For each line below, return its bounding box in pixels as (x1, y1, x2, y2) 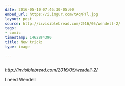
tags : (5, 26, 16, 31)
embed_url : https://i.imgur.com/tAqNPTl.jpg (5, 12, 98, 17)
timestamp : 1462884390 (5, 35, 52, 40)
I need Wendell (5, 76, 36, 82)
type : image (5, 44, 30, 49)
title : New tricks (5, 40, 43, 45)
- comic (5, 30, 21, 35)
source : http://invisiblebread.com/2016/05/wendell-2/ (5, 21, 121, 26)
